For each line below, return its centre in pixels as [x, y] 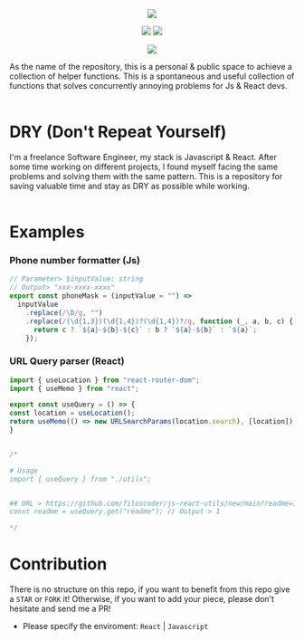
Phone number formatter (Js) [75, 261]
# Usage [24, 471]
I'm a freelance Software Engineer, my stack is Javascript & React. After [143, 157]
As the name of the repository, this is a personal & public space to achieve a [151, 67]
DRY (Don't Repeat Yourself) [118, 132]
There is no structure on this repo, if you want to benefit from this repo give [150, 589]
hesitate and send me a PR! [60, 609]
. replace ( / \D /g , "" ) [64, 312]
